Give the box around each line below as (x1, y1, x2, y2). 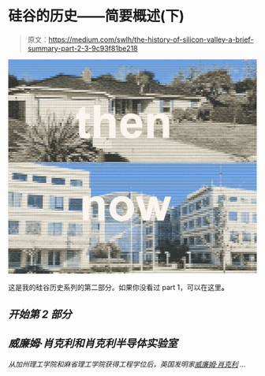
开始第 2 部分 (8, 307, 73, 321)
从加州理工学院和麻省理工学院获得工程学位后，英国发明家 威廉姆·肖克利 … (8, 359, 247, 369)
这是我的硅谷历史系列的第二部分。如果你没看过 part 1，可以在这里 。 (8, 282, 229, 292)
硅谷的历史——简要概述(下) (8, 7, 185, 25)
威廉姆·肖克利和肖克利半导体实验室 (8, 337, 178, 351)
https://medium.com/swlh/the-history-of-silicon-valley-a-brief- (48, 35, 254, 44)
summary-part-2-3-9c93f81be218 (27, 43, 138, 53)
